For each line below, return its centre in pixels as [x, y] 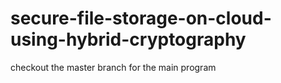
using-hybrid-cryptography [128, 39]
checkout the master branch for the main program [113, 67]
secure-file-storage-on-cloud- [141, 18]
